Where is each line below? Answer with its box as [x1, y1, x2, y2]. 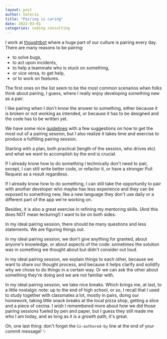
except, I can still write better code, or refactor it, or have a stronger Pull [5, 166, 153, 172]
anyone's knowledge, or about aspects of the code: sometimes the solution [5, 242, 160, 248]
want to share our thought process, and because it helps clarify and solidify [5, 261, 160, 267]
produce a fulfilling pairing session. [5, 136, 78, 142]
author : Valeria [5, 12, 39, 17]
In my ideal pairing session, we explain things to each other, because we [5, 256, 154, 262]
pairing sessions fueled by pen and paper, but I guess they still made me [5, 308, 154, 314]
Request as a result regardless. [5, 171, 69, 177]
